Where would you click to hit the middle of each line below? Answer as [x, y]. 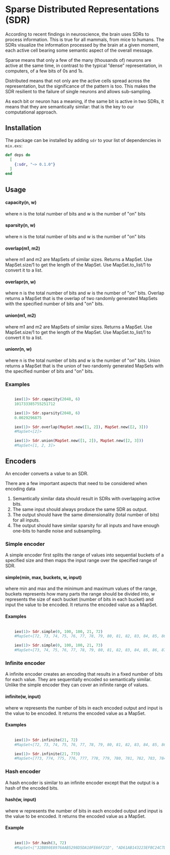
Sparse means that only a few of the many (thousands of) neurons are [78, 60]
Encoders [21, 461]
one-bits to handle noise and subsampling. [57, 531]
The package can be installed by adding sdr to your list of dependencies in [83, 140]
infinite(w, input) [23, 696]
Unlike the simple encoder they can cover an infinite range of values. [77, 685]
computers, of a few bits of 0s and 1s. [45, 71]
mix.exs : [14, 145]
